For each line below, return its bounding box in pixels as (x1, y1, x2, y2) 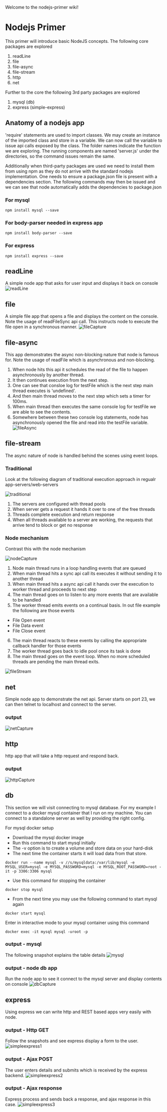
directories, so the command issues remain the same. (5, 153, 116, 159)
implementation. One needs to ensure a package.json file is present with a (5, 173, 158, 179)
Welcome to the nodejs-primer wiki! (5, 4, 79, 10)
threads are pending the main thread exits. (12, 659, 100, 665)
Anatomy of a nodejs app (5, 119, 85, 127)
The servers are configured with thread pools (12, 501, 106, 507)
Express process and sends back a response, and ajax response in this (5, 1096, 151, 1102)
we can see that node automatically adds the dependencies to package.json (5, 184, 162, 190)
